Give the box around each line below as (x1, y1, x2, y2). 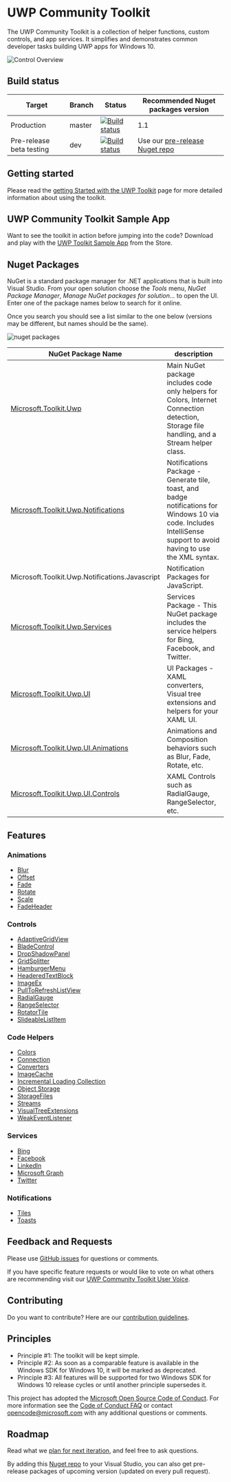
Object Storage (16, 1085, 60, 1093)
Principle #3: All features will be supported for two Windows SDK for (16, 1373, 212, 1382)
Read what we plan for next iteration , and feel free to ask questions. (7, 1446, 199, 1455)
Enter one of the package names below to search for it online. (7, 299, 182, 307)
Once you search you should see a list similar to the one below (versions (7, 312, 212, 320)
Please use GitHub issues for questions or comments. (7, 1254, 159, 1263)
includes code (166, 378, 212, 388)
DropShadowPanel (16, 950, 70, 958)
